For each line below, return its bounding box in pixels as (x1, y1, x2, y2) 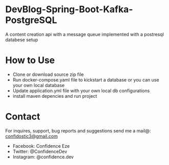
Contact (5, 111, 40, 123)
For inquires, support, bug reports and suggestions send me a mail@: (5, 127, 151, 133)
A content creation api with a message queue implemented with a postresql (5, 31, 164, 37)
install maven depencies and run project (12, 93, 98, 99)
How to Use (5, 54, 55, 66)
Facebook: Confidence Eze (12, 143, 70, 149)
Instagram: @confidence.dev (12, 154, 74, 160)
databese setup (5, 37, 38, 43)
